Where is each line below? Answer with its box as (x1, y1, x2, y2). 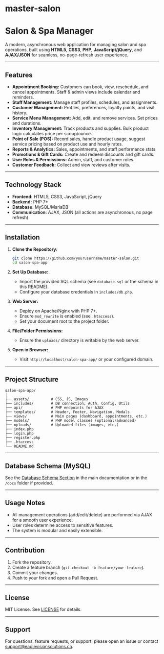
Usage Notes (5, 499, 45, 507)
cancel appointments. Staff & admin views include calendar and (12, 89, 141, 95)
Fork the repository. (12, 559, 52, 565)
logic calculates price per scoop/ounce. (12, 130, 92, 136)
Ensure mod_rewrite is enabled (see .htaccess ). (19, 313, 115, 319)
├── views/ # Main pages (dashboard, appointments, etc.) (5, 414, 147, 419)
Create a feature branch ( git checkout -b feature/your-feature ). (12, 564, 145, 570)
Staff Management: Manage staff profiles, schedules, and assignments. (12, 99, 158, 105)
